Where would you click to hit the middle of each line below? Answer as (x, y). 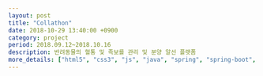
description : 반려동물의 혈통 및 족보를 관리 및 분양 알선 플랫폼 (102, 52)
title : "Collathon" (40, 23)
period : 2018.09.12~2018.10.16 (60, 45)
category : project (38, 38)
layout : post (30, 15)
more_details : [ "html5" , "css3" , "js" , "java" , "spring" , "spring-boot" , (132, 60)
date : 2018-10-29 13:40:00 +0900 (63, 30)
